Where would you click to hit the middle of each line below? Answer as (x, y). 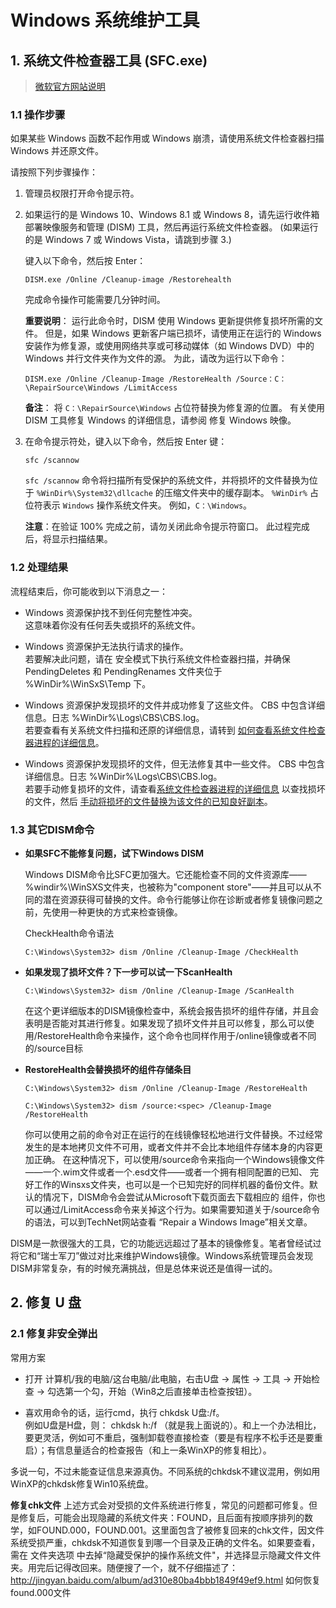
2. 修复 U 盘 (46, 1302)
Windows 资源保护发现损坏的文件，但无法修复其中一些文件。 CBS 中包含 (174, 763)
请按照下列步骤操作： (54, 172)
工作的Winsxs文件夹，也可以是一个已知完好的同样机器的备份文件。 (171, 1184)
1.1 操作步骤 (38, 114)
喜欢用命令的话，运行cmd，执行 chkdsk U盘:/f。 (124, 1412)
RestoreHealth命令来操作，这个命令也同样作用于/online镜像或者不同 (176, 1035)
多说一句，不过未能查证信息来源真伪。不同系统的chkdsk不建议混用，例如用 (165, 1471)
